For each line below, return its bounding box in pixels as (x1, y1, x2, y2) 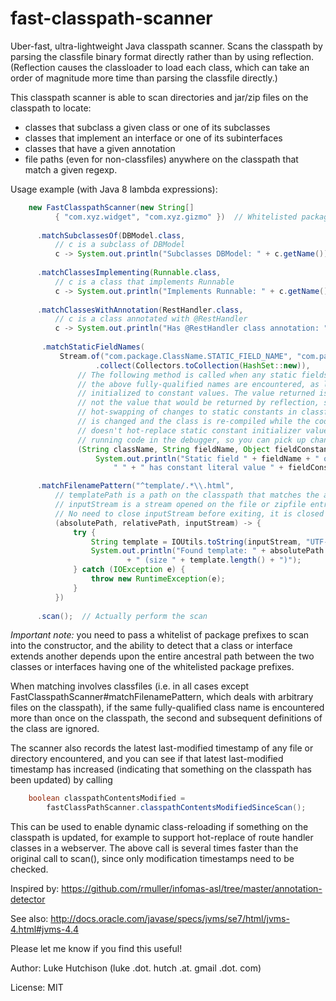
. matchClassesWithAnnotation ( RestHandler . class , (36, 305, 244, 315)
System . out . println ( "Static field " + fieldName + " (95, 453, 320, 464)
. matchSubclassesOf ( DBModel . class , (36, 230, 186, 241)
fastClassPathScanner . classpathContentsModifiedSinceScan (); (46, 803, 307, 813)
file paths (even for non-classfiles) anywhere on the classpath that (24, 153, 299, 165)
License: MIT (10, 982, 64, 994)
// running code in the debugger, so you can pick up (77, 435, 307, 445)
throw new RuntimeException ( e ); (90, 574, 226, 584)
